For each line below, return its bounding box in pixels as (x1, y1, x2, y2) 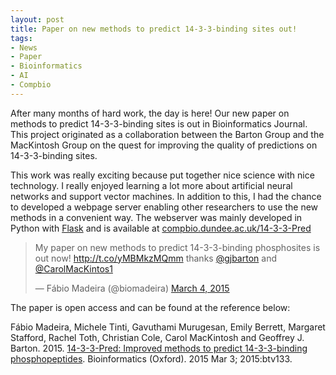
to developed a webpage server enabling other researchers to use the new (10, 201, 319, 213)
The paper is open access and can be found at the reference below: (10, 301, 291, 313)
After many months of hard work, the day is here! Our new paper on (10, 107, 290, 119)
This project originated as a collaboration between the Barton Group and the (10, 128, 325, 140)
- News (10, 42, 38, 53)
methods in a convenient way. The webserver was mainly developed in (10, 211, 303, 223)
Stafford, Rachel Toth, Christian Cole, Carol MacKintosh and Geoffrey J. (10, 331, 305, 343)
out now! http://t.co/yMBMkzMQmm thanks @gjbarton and (34, 252, 277, 264)
